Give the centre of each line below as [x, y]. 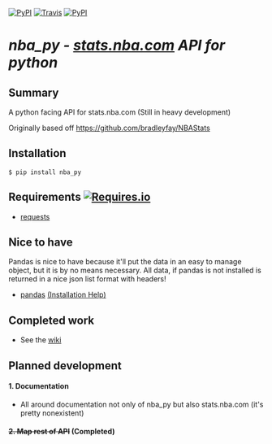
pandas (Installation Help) [63, 295]
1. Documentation [39, 386]
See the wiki [41, 340]
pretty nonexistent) [52, 413]
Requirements [45, 197]
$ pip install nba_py [45, 172]
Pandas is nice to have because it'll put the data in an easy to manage [125, 262]
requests [35, 216]
